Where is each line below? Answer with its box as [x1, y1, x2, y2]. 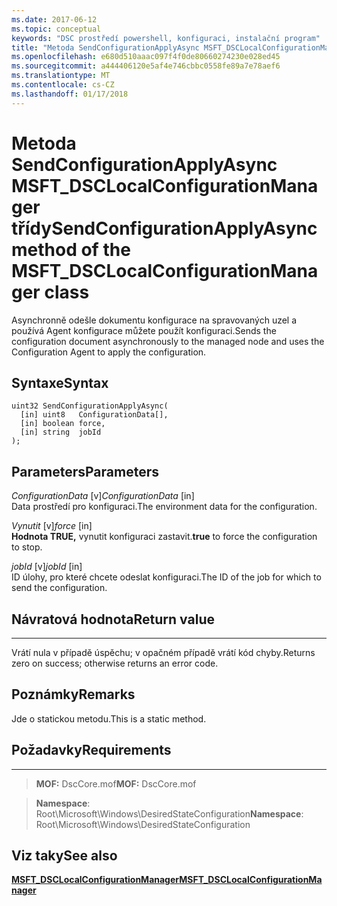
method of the [11, 238, 131, 261]
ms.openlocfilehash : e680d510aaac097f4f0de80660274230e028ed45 [11, 52, 281, 62]
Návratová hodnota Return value [11, 611, 215, 628]
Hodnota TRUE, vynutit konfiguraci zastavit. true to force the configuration [11, 531, 318, 543]
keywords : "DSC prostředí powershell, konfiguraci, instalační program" [11, 33, 321, 43]
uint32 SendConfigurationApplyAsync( [11, 401, 169, 411]
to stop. [11, 541, 43, 553]
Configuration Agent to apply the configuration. [11, 346, 207, 358]
